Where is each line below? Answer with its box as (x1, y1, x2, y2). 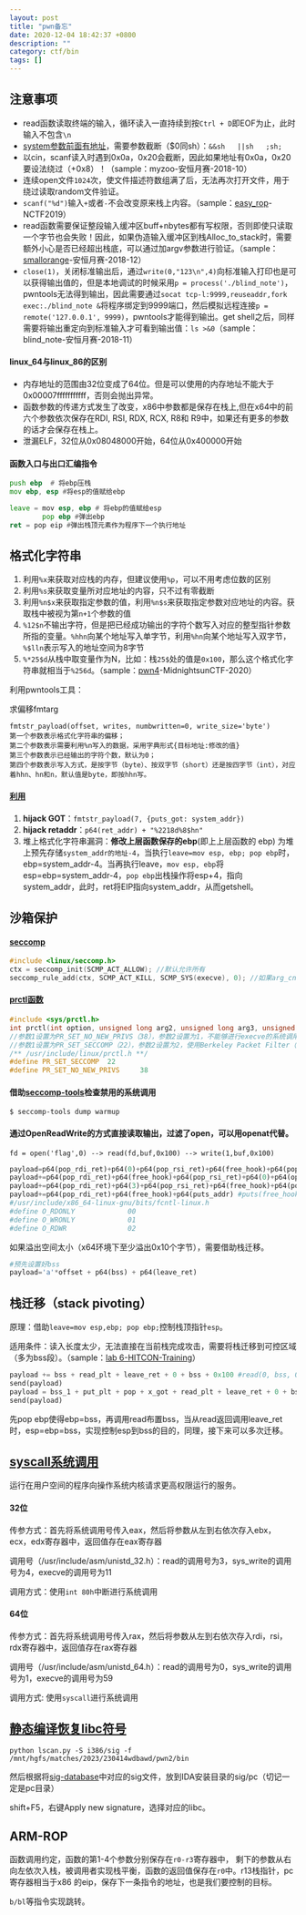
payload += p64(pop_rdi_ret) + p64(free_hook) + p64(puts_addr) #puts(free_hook (9, 1190, 300, 1199)
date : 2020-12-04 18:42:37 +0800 (9, 30, 137, 39)
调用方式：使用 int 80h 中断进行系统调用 (9, 1586, 158, 1597)
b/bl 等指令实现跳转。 (9, 1896, 90, 1907)
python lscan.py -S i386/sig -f (9, 1746, 132, 1755)
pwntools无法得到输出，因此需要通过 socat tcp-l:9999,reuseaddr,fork (22, 288, 288, 299)
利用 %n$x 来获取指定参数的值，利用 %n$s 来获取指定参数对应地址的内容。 (22, 597, 288, 608)
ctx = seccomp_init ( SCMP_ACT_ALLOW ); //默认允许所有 (9, 965, 206, 975)
